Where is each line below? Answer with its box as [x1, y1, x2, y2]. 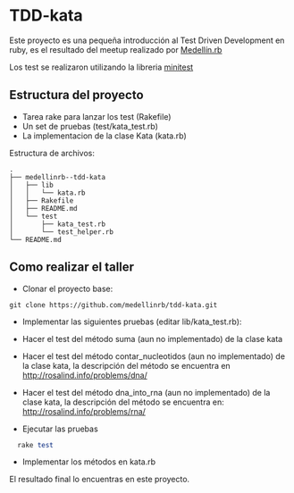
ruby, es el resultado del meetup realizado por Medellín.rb [9, 44, 223, 54]
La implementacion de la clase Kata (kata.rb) [21, 130, 188, 141]
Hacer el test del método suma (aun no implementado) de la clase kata [21, 333, 283, 344]
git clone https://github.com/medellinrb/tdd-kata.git [9, 300, 218, 309]
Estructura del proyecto [9, 88, 145, 103]
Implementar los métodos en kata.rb [21, 456, 156, 467]
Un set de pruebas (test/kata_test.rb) [21, 121, 159, 131]
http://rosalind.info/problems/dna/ [21, 370, 147, 380]
